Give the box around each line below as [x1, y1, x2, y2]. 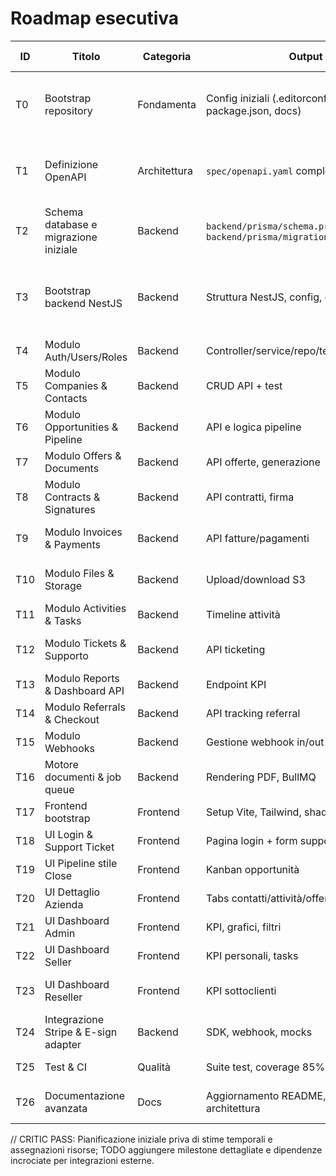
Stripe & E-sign [44, 1025, 118, 1039]
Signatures [44, 502, 96, 516]
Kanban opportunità [205, 862, 300, 876]
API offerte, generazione [205, 455, 321, 469]
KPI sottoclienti [205, 983, 277, 997]
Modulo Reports [44, 671, 120, 685]
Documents [44, 461, 100, 475]
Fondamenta [137, 97, 197, 111]
